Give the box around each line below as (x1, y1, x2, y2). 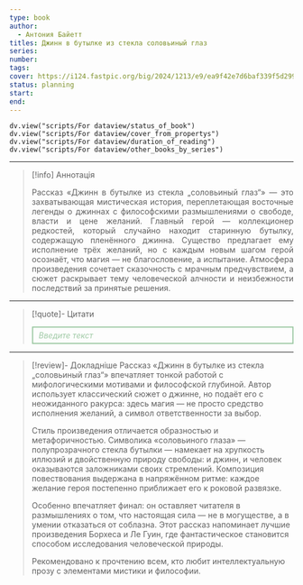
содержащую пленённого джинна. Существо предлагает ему (31, 235, 294, 246)
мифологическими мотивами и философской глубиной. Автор (31, 379, 272, 390)
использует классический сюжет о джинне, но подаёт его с (31, 388, 264, 399)
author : (9, 22, 39, 31)
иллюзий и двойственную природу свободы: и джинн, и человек (31, 454, 282, 465)
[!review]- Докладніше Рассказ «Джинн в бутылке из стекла (31, 360, 264, 370)
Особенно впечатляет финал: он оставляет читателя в (31, 500, 241, 511)
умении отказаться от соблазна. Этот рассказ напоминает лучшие (31, 519, 290, 530)
